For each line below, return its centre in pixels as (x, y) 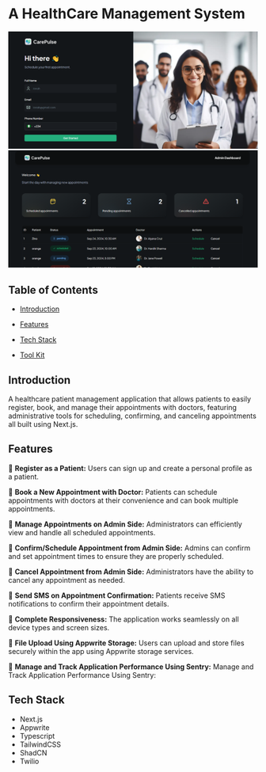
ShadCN (33, 752)
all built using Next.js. (43, 424)
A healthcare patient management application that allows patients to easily (130, 399)
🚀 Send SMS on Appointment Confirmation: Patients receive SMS (117, 595)
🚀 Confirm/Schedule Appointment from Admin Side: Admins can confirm (129, 548)
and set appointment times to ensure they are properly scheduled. (116, 556)
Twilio (29, 761)
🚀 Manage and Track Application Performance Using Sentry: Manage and (131, 667)
